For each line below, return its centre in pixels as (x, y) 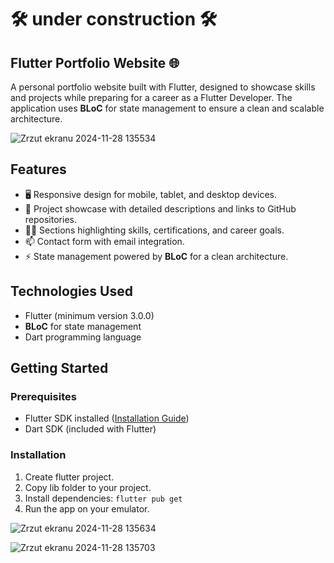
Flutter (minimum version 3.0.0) (89, 315)
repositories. (50, 219)
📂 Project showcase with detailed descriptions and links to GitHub (160, 208)
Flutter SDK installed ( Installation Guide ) (107, 418)
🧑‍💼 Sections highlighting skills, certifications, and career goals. (154, 230)
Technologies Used (71, 291)
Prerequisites (43, 396)
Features (38, 169)
